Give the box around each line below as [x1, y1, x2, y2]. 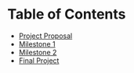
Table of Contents [7, 5, 126, 23]
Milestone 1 [18, 39, 56, 48]
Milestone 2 [18, 47, 57, 57]
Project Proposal [18, 31, 73, 40]
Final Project [18, 56, 60, 65]
